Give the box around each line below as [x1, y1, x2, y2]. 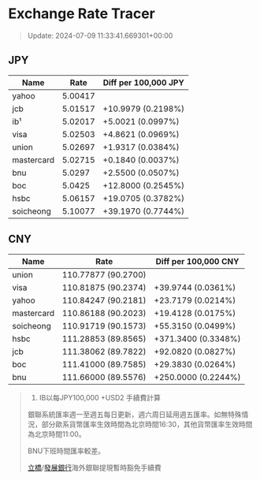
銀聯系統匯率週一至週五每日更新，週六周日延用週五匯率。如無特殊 [27, 409, 242, 419]
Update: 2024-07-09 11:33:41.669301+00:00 [27, 31, 173, 40]
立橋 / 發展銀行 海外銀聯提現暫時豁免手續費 [27, 463, 162, 472]
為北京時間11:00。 [27, 429, 86, 438]
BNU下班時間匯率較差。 [27, 446, 105, 456]
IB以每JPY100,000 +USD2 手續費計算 [39, 393, 162, 402]
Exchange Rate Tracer [8, 5, 156, 23]
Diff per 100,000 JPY [102, 76, 185, 87]
